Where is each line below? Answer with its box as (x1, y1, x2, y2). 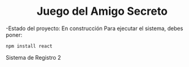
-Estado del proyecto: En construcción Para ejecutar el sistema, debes (6, 25, 183, 32)
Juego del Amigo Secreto (36, 4, 168, 18)
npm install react (6, 43, 53, 49)
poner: (6, 31, 23, 38)
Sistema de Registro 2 (6, 53, 61, 61)
